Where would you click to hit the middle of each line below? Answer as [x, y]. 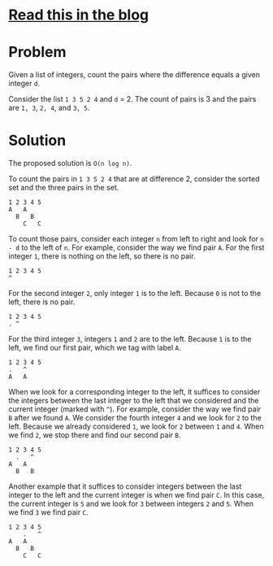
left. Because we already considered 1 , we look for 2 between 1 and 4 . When [136, 427]
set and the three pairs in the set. [64, 188]
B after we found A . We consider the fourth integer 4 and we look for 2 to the [135, 418]
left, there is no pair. [42, 302]
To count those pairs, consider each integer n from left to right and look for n [136, 239]
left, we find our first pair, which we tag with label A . [95, 348]
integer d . [24, 84]
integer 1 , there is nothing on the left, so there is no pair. [102, 256]
